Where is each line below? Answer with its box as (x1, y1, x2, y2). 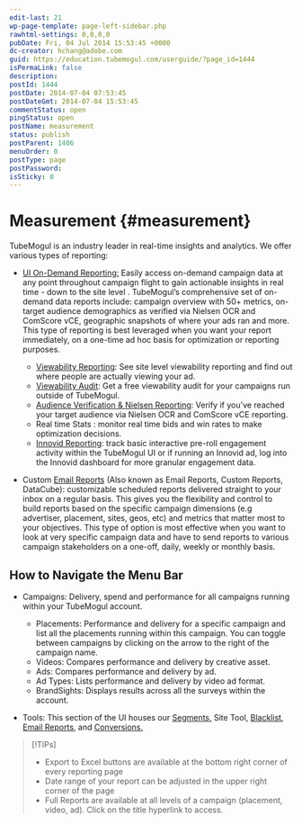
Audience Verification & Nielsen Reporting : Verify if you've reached (35, 399, 285, 410)
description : (9, 72, 58, 81)
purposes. (22, 344, 61, 355)
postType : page (9, 155, 67, 165)
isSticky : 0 (9, 172, 54, 181)
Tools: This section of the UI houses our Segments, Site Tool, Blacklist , (22, 712, 284, 722)
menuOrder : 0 (9, 147, 58, 156)
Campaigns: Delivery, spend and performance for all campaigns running (22, 591, 290, 602)
